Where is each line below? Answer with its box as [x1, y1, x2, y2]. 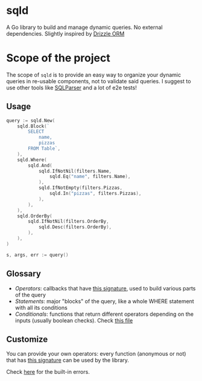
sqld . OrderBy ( [17, 213, 52, 219]
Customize [6, 334, 48, 344]
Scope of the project [6, 51, 110, 65]
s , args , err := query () [6, 252, 69, 258]
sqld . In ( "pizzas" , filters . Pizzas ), [49, 191, 142, 197]
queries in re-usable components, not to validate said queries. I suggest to [6, 77, 191, 85]
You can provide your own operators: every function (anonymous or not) [6, 350, 186, 357]
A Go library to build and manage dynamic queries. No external [6, 24, 163, 31]
